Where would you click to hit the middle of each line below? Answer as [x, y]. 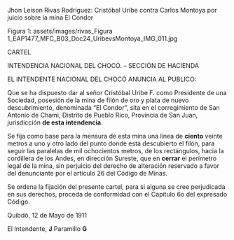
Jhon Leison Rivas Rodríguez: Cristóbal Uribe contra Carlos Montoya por [112, 10]
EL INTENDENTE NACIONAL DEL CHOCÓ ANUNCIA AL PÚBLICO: [102, 79]
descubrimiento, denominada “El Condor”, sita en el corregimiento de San [114, 107]
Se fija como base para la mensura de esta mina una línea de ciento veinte [115, 136]
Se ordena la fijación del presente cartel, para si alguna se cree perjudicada [116, 187]
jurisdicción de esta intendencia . [55, 122]
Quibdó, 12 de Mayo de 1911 [47, 215]
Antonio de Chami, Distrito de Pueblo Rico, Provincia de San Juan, [103, 115]
